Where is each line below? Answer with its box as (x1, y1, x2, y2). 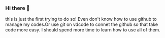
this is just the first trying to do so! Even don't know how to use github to (5, 16, 157, 22)
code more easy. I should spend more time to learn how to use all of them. (5, 27, 161, 33)
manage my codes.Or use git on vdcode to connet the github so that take (5, 21, 158, 27)
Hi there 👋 (5, 5, 30, 12)
